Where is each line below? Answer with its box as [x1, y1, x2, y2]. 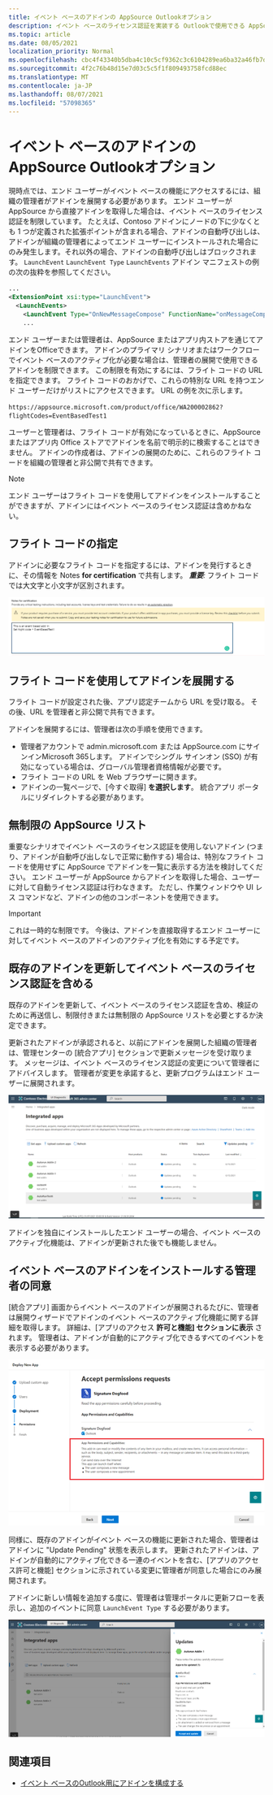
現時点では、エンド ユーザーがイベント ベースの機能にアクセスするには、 [8, 186, 254, 196]
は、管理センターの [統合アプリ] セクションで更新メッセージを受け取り [8, 1047, 245, 1057]
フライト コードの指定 [8, 537, 118, 551]
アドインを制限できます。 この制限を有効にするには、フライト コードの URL [8, 365, 262, 375]
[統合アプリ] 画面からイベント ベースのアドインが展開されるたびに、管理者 [8, 1302, 259, 1312]
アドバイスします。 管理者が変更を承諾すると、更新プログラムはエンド [8, 1068, 245, 1077]
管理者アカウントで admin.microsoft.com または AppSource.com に [19, 741, 246, 751]
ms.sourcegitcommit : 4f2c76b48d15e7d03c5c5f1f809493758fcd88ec [8, 65, 227, 73]
